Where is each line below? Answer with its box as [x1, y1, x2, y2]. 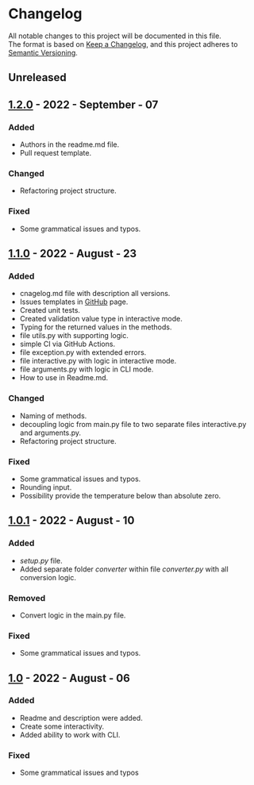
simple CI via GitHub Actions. [19, 339, 116, 349]
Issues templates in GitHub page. [19, 297, 129, 306]
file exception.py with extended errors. [19, 348, 147, 357]
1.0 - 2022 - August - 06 [8, 671, 131, 685]
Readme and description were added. [19, 713, 143, 722]
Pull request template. [19, 148, 92, 158]
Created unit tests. [19, 306, 81, 315]
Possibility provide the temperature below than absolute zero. [19, 491, 221, 500]
